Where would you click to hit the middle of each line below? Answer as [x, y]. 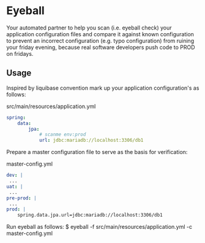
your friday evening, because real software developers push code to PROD [101, 47]
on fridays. [20, 53]
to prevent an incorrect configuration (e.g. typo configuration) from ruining [100, 40]
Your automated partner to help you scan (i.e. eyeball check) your [89, 28]
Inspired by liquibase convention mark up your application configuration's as [103, 88]
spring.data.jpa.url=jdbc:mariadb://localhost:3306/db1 [90, 215]
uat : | [15, 187]
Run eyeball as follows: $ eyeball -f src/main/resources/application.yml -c [99, 227]
